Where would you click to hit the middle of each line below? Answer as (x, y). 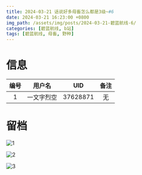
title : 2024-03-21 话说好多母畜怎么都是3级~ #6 (60, 12)
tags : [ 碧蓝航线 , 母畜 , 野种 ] (40, 34)
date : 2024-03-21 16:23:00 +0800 (48, 17)
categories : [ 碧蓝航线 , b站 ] (40, 28)
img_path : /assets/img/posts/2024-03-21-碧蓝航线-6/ (71, 23)
